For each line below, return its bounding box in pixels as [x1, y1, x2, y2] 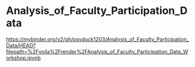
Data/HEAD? [6, 42, 36, 49]
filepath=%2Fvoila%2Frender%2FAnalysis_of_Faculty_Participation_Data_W [6, 48, 189, 55]
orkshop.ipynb [6, 54, 41, 61]
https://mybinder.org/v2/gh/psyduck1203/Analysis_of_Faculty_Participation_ [6, 36, 190, 43]
